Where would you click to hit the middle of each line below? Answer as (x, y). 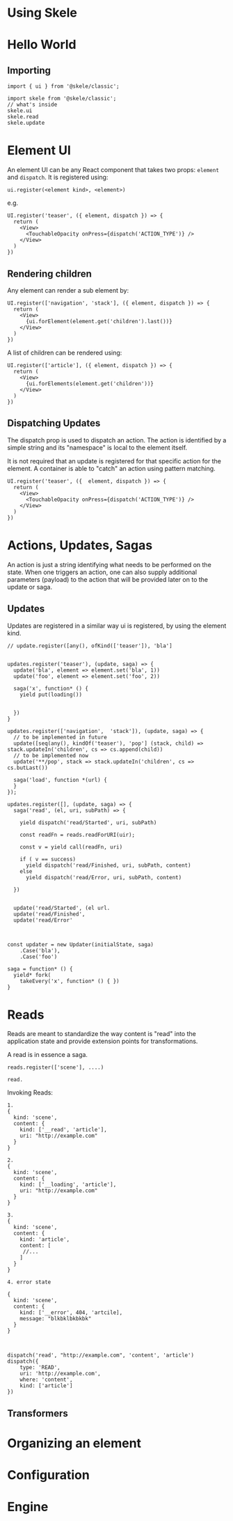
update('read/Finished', (49, 914)
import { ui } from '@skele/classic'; (63, 86)
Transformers (38, 1413)
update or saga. (30, 587)
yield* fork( (32, 975)
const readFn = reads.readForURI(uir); (78, 835)
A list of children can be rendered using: (65, 353)
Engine (28, 1507)
